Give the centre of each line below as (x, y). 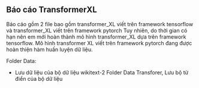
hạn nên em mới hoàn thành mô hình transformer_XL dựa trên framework (96, 37)
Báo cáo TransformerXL (52, 10)
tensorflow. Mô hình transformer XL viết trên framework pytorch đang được (99, 43)
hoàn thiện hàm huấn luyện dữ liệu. (49, 49)
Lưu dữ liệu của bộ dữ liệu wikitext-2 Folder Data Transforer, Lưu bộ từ (102, 72)
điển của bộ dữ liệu (39, 78)
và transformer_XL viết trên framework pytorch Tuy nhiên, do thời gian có (97, 30)
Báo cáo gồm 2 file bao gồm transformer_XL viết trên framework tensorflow (100, 24)
